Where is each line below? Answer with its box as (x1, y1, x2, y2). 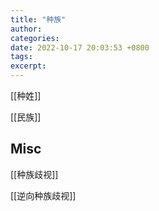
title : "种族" (10, 14, 67, 25)
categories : (10, 33, 60, 43)
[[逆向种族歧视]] (10, 189, 77, 201)
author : (10, 24, 43, 34)
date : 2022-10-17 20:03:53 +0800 (10, 42, 150, 53)
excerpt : (10, 61, 47, 71)
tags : (10, 52, 33, 62)
